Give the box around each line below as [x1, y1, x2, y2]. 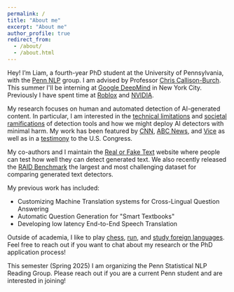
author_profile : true [7, 29, 71, 37]
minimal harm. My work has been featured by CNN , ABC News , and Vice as [7, 127, 226, 135]
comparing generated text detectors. [7, 169, 113, 179]
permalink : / [7, 10, 46, 18]
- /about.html [13, 50, 55, 57]
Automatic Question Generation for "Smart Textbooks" [17, 211, 175, 221]
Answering [17, 204, 49, 213]
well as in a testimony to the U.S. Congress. [7, 134, 133, 142]
